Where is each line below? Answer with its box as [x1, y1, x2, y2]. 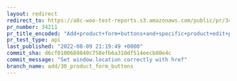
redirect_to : [6, 17, 45, 24]
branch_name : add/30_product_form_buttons [6, 63, 134, 70]
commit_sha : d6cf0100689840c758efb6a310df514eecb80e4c [6, 50, 172, 57]
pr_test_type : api [6, 37, 61, 44]
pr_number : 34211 [6, 23, 58, 30]
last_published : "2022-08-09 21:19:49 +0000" [6, 43, 143, 50]
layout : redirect [6, 10, 58, 18]
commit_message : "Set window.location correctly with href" [6, 56, 188, 63]
